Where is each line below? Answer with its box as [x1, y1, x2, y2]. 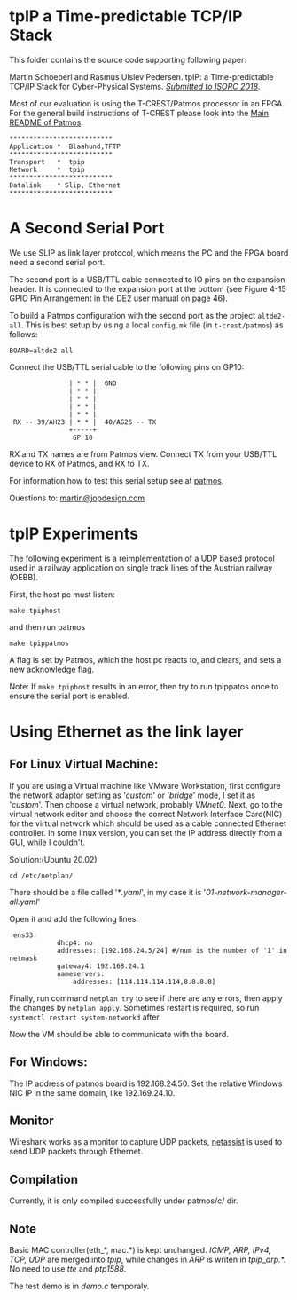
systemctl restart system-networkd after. [9, 1012, 161, 1022]
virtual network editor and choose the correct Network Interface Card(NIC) [9, 808, 283, 819]
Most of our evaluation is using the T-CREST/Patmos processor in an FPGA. [9, 98, 285, 108]
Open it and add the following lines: [9, 913, 139, 924]
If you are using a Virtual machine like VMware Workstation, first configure [9, 780, 281, 791]
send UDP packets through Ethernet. [9, 1146, 144, 1157]
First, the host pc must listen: [9, 588, 115, 600]
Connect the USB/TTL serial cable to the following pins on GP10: [9, 361, 245, 372]
